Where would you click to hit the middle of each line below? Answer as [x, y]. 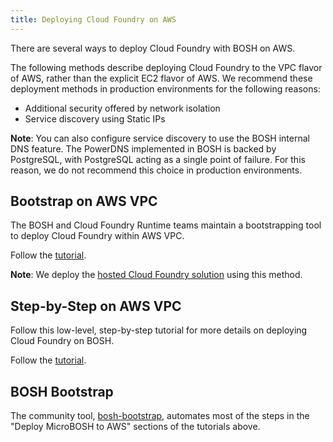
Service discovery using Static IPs [95, 118]
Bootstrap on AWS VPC [84, 201]
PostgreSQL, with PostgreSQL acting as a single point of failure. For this [158, 159]
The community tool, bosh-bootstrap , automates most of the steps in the [160, 416]
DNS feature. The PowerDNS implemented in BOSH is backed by [143, 148]
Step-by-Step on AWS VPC [96, 306]
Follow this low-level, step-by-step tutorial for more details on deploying [159, 330]
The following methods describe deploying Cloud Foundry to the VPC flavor [166, 67]
